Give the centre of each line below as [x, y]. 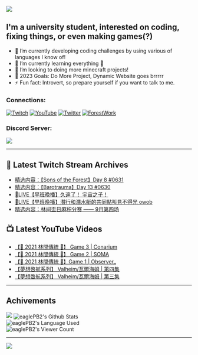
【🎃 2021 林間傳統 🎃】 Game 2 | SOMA [62, 255]
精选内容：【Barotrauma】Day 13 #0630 [62, 187]
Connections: [26, 100]
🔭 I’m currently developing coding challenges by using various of [93, 51]
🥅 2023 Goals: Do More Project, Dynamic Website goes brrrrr [89, 76]
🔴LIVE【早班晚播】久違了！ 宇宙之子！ [61, 194]
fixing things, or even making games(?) [80, 36]
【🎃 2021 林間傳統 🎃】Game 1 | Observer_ [65, 262]
